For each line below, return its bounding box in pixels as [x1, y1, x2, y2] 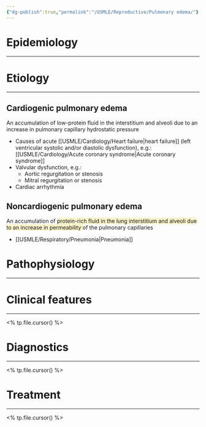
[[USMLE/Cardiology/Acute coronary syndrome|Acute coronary [15, 151, 176, 158]
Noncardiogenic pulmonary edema [6, 201, 142, 212]
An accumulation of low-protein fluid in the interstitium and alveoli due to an [6, 119, 198, 126]
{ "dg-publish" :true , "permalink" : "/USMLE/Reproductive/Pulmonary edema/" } [6, 9, 199, 15]
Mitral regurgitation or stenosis [24, 177, 102, 184]
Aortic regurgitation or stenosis [24, 170, 103, 178]
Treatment [6, 388, 61, 402]
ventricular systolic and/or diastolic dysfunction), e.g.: [15, 144, 152, 152]
